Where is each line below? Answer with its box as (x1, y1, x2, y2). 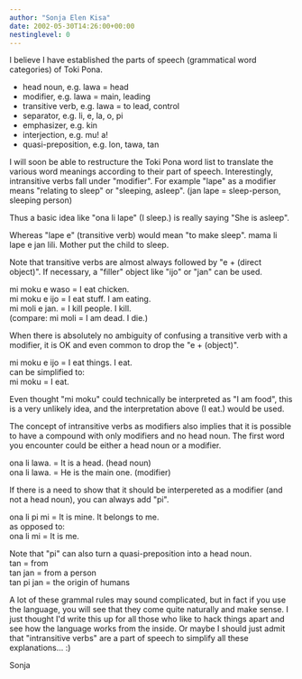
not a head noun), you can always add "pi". (9, 494, 169, 505)
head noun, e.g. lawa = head (22, 82, 129, 93)
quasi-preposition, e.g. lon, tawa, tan (22, 139, 160, 150)
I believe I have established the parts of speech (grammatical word (9, 55, 257, 66)
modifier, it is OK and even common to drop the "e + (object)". (9, 340, 239, 351)
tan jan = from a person (9, 567, 97, 578)
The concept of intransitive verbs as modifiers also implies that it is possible (9, 421, 291, 432)
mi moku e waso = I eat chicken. (9, 284, 130, 295)
